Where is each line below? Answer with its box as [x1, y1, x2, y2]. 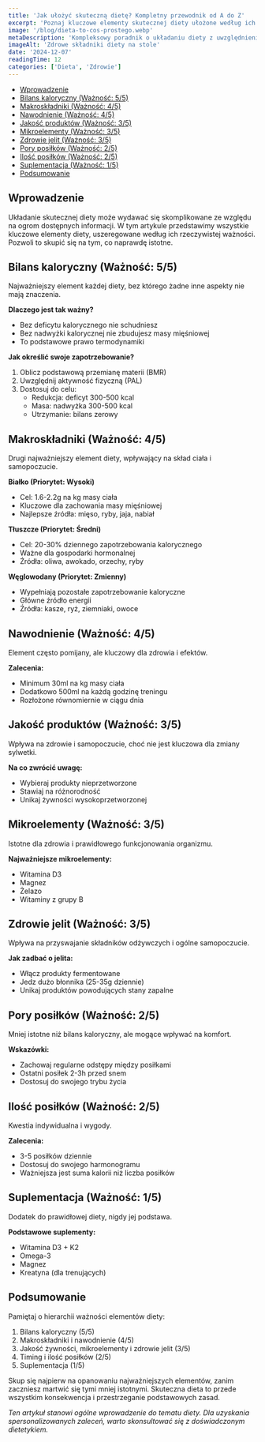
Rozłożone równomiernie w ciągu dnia [19, 696, 144, 704]
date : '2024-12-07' [8, 48, 73, 56]
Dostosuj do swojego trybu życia [19, 1077, 127, 1087]
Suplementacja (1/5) [19, 1360, 85, 1370]
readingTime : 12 [8, 56, 62, 64]
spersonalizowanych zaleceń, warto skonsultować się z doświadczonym [8, 1416, 245, 1425]
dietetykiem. [8, 1425, 49, 1434]
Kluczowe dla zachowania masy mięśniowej [19, 501, 162, 510]
